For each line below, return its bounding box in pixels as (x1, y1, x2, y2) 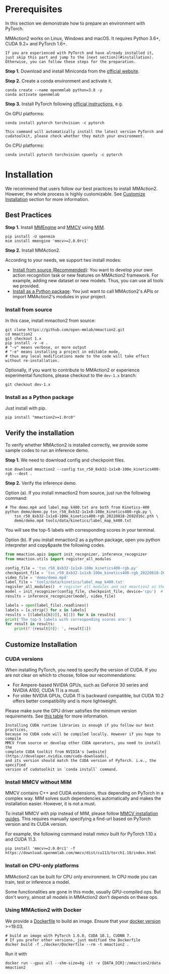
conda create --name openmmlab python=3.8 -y (5, 87, 102, 93)
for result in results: (5, 621, 55, 627)
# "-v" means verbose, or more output (5, 345, 87, 350)
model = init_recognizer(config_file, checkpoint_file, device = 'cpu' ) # (5, 589, 163, 594)
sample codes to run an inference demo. (5, 447, 90, 453)
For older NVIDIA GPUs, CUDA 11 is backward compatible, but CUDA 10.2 (12, 692, 164, 698)
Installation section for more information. (5, 196, 90, 202)
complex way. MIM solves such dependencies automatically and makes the (5, 795, 161, 802)
